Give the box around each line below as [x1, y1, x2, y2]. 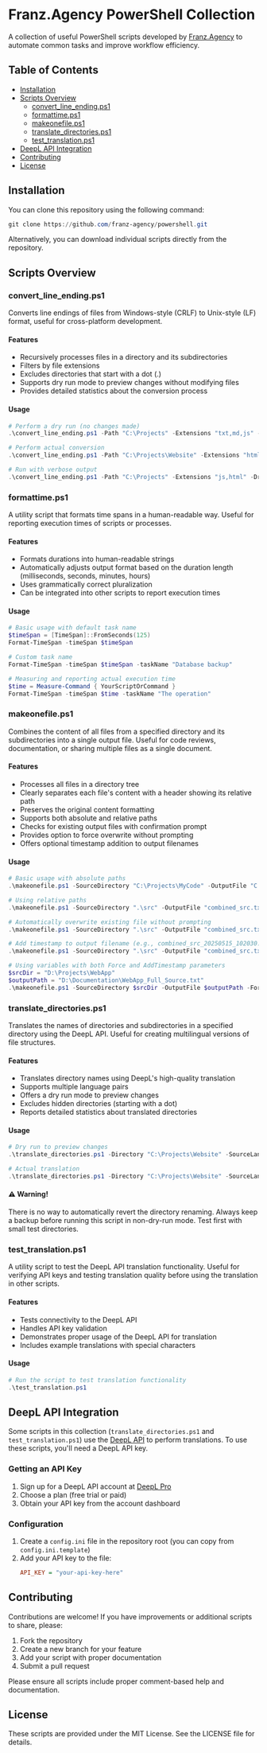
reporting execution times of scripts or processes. [8, 519, 172, 528]
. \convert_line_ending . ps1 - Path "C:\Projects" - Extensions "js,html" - [8, 473, 254, 481]
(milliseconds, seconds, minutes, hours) [19, 571, 151, 581]
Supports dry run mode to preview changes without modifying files [19, 378, 240, 388]
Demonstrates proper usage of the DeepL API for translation [19, 1331, 217, 1342]
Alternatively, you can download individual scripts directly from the [8, 235, 227, 244]
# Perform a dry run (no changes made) [8, 422, 141, 430]
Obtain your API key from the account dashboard [19, 1498, 180, 1508]
